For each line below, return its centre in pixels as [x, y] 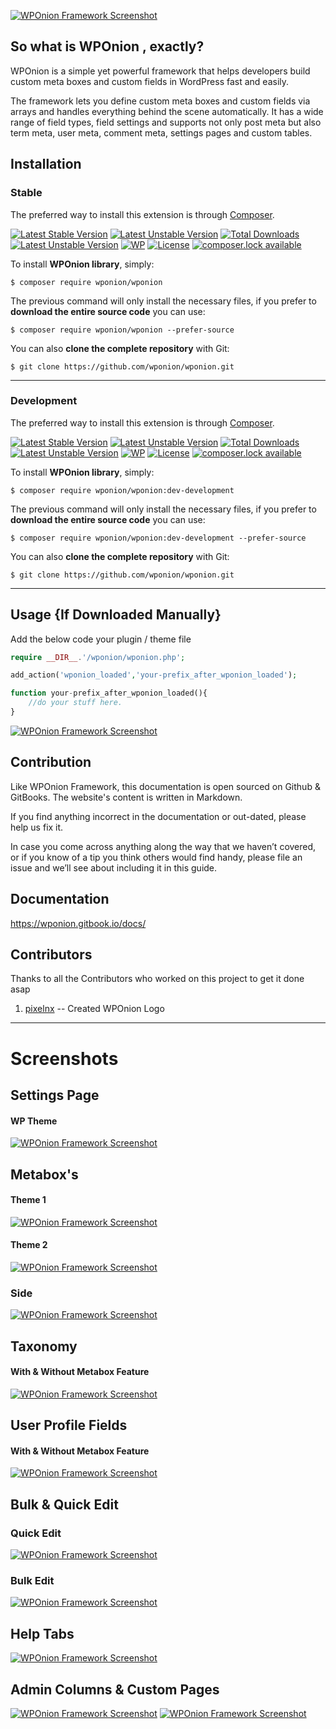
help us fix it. [37, 827]
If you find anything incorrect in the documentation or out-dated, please [158, 816]
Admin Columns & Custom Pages [115, 1689]
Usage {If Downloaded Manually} [116, 615]
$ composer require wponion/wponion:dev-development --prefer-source [158, 538]
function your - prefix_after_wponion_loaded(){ [109, 693]
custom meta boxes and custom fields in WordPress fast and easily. [150, 81]
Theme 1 [28, 1200]
